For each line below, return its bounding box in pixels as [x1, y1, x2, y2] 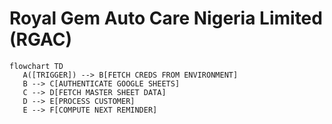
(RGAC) [9, 28, 73, 51]
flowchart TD [9, 61, 64, 71]
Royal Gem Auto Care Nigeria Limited [9, 7, 323, 30]
